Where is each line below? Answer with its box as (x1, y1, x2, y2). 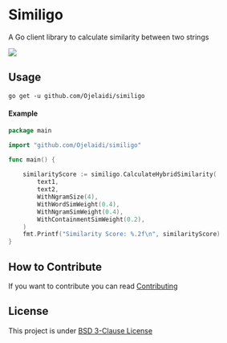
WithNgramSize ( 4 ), (37, 193, 99, 202)
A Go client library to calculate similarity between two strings (8, 32, 209, 42)
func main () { (8, 155, 56, 164)
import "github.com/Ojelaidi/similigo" (8, 141, 142, 149)
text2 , (37, 186, 59, 194)
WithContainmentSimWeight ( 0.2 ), (37, 215, 146, 223)
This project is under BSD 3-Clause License (8, 325, 153, 335)
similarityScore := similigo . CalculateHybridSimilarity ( (22, 170, 217, 178)
